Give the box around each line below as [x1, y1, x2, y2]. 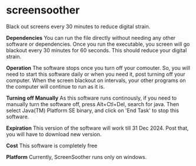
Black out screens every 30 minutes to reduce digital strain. [6, 23, 151, 30]
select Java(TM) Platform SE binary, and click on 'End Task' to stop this [6, 107, 180, 114]
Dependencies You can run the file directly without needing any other [6, 34, 176, 41]
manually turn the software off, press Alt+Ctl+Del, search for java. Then [6, 100, 180, 107]
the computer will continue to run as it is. [6, 83, 105, 90]
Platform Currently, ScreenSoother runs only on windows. [6, 153, 147, 160]
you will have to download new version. [6, 130, 102, 138]
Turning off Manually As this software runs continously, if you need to [6, 94, 177, 101]
